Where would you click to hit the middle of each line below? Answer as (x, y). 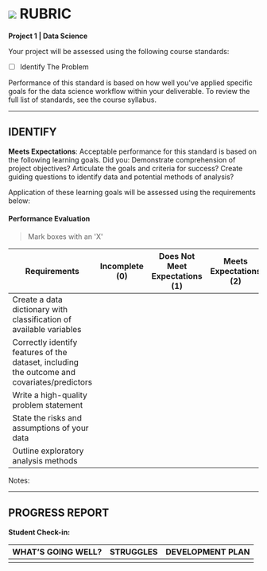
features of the (40, 353)
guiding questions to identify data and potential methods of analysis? (121, 177)
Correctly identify (45, 342)
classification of (42, 319)
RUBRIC (46, 14)
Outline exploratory (48, 451)
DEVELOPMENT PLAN (208, 552)
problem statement (48, 405)
